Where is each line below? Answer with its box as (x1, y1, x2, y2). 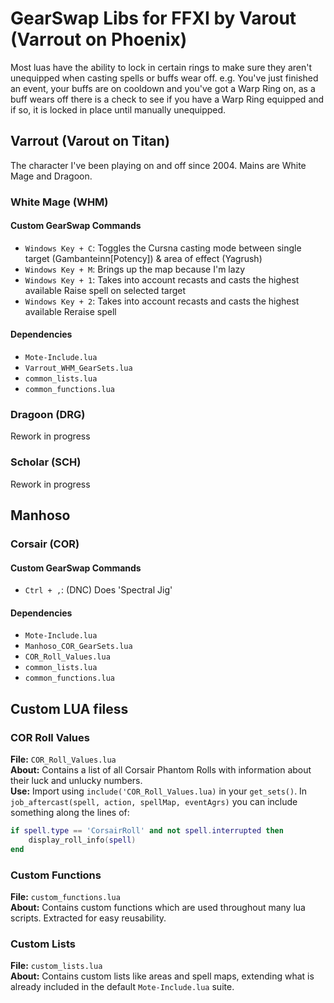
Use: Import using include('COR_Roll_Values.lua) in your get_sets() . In (10, 785, 308, 797)
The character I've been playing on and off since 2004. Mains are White (10, 159, 307, 171)
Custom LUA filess (10, 700, 129, 717)
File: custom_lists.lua (10, 960, 103, 972)
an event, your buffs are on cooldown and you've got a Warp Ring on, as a (10, 82, 316, 94)
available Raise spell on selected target (24, 284, 187, 296)
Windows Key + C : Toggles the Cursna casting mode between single (24, 242, 302, 254)
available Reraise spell (24, 305, 117, 317)
